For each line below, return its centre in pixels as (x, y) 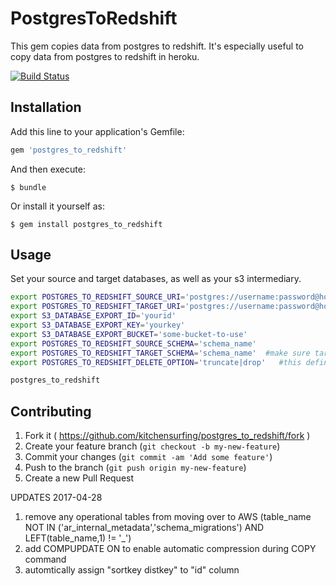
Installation (46, 107)
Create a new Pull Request (79, 478)
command (45, 559)
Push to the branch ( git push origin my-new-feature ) (135, 468)
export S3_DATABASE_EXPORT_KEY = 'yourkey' (98, 325)
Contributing (51, 411)
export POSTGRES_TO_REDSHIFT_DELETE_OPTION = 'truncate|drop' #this (156, 362)
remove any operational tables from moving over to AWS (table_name (168, 517)
